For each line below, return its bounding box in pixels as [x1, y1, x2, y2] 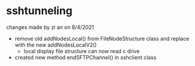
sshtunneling [6, 4, 73, 18]
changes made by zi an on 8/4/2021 [6, 24, 94, 31]
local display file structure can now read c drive [23, 47, 140, 54]
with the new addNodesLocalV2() [14, 41, 97, 48]
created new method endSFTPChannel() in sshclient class [14, 54, 157, 61]
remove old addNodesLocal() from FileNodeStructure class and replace [14, 35, 190, 42]
